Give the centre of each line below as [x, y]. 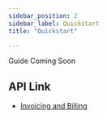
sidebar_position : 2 [43, 16]
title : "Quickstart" [43, 31]
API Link [30, 86]
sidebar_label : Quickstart [54, 23]
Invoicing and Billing [53, 106]
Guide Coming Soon [42, 61]
